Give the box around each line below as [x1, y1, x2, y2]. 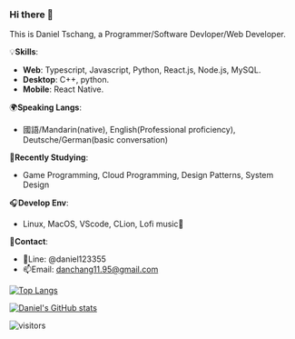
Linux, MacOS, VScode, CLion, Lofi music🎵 [22, 218, 184, 230]
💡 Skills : [9, 46, 39, 57]
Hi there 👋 [9, 8, 54, 21]
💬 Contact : [9, 236, 48, 247]
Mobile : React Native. [22, 84, 104, 95]
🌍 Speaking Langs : [9, 102, 83, 113]
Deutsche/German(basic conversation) [22, 135, 169, 145]
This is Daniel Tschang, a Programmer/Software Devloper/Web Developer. [9, 29, 286, 40]
